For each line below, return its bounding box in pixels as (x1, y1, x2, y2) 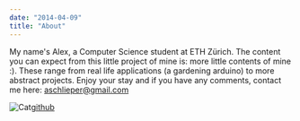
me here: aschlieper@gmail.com (9, 84, 129, 95)
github (31, 101, 56, 112)
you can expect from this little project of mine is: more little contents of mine (9, 56, 292, 66)
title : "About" (9, 22, 66, 30)
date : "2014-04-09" (9, 13, 83, 22)
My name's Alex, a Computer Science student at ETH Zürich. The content (9, 46, 281, 56)
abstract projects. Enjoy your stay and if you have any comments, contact (9, 74, 282, 85)
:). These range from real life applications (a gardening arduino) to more (9, 65, 275, 76)
